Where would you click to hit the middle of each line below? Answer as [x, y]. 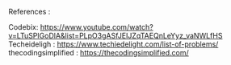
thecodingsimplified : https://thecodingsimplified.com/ [99, 53]
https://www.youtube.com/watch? [97, 27]
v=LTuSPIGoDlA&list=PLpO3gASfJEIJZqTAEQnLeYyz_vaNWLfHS [115, 36]
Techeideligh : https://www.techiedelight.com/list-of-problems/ [113, 44]
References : [29, 12]
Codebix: [23, 27]
